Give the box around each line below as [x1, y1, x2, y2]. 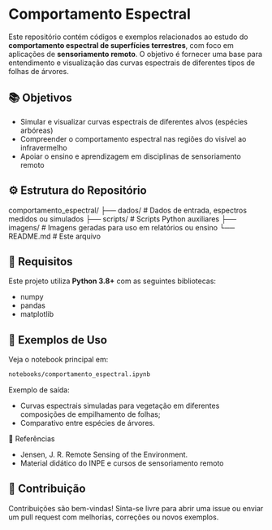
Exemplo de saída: [8, 385, 71, 395]
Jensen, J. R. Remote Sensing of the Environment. [19, 449, 188, 460]
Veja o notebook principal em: [8, 355, 109, 365]
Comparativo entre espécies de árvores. [19, 418, 156, 428]
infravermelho [19, 142, 67, 152]
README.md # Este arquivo [8, 231, 101, 241]
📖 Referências [8, 434, 55, 444]
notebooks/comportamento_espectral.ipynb [8, 370, 151, 379]
